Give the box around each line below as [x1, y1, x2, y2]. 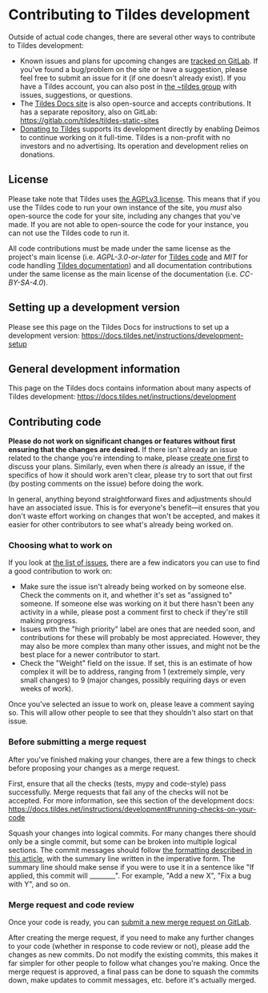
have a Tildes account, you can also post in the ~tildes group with [19, 82, 238, 91]
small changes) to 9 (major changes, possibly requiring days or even [19, 675, 246, 685]
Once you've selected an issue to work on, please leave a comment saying [8, 699, 254, 709]
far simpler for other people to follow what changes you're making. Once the [8, 959, 261, 968]
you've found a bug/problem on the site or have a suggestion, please [19, 64, 248, 74]
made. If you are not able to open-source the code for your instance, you [8, 219, 249, 229]
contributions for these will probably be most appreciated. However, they [19, 633, 261, 643]
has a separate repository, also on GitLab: [19, 106, 158, 117]
